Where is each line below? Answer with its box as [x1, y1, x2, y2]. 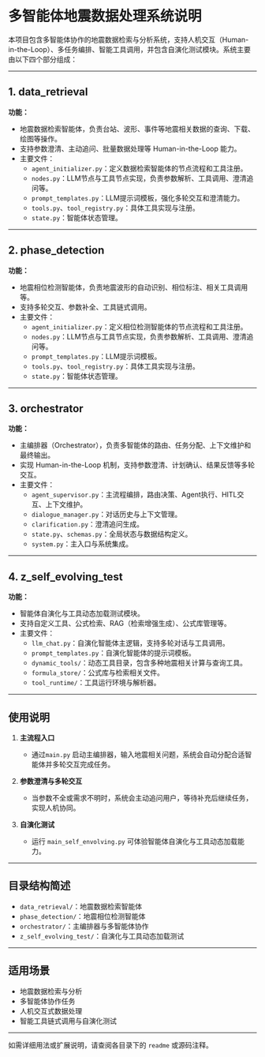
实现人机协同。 [31, 803, 80, 812]
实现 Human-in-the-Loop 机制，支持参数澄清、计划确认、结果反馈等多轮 [19, 460, 256, 470]
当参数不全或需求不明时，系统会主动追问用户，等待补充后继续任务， [31, 793, 253, 802]
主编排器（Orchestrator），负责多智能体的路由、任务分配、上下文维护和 [19, 440, 252, 450]
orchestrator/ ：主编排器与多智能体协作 [19, 921, 149, 931]
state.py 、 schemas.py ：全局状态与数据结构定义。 [31, 530, 192, 539]
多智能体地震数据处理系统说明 [8, 7, 203, 25]
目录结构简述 [8, 879, 71, 893]
